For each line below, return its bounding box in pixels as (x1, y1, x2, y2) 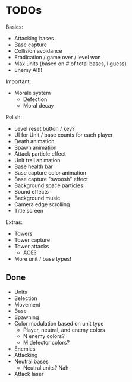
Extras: (5, 218, 23, 226)
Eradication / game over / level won (14, 53, 101, 61)
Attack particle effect (14, 150, 66, 157)
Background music (14, 194, 61, 201)
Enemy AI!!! (14, 66, 43, 73)
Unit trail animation (14, 156, 61, 163)
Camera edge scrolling (14, 200, 70, 208)
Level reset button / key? (14, 125, 75, 132)
